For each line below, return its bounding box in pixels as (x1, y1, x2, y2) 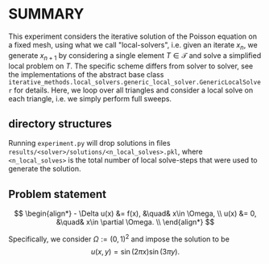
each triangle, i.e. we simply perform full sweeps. (8, 93, 172, 103)
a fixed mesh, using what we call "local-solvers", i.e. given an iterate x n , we (8, 39, 258, 52)
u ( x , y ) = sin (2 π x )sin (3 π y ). (91, 246, 180, 256)
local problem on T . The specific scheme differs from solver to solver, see (8, 61, 254, 71)
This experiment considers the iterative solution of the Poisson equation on (8, 31, 258, 41)
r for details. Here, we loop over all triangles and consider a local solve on (8, 85, 254, 95)
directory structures (8, 117, 113, 130)
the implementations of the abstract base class (8, 69, 164, 79)
